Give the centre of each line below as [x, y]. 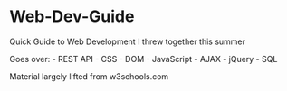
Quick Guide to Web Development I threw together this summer [128, 41]
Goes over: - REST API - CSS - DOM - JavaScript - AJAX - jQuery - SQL [143, 59]
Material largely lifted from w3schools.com [89, 76]
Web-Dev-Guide [72, 17]
